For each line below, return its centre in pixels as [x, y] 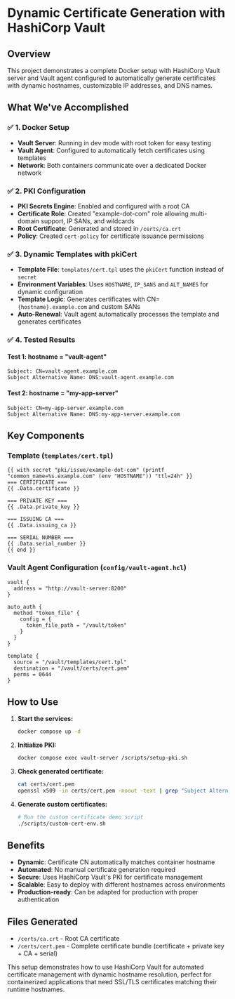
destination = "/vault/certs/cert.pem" [72, 668]
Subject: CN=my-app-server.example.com [66, 408]
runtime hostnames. [36, 990]
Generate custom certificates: [62, 804]
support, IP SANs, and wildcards [88, 221]
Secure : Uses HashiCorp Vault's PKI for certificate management [110, 877]
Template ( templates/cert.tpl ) [60, 456]
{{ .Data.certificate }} [43, 489]
